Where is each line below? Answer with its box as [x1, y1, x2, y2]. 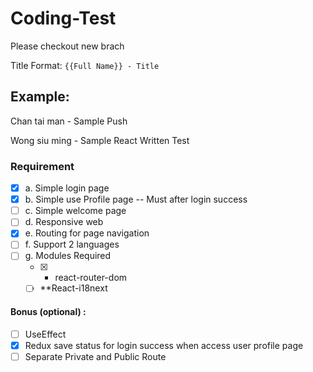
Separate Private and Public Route [24, 350, 167, 362]
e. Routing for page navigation [24, 227, 150, 239]
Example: [10, 88, 70, 106]
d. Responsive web [24, 216, 104, 228]
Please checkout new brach [10, 40, 125, 52]
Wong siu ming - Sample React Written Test [10, 134, 190, 146]
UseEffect [24, 328, 67, 340]
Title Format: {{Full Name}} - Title [10, 59, 160, 71]
